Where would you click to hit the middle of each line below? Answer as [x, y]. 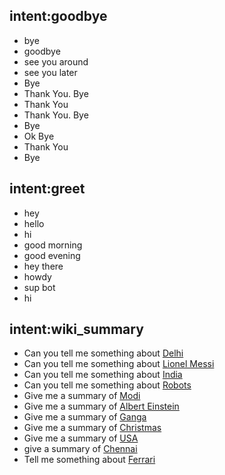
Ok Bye [39, 136]
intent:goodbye [58, 16]
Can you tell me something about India [103, 375]
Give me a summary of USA [81, 438]
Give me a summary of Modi [82, 396]
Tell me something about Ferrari [89, 460]
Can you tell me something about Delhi [103, 353]
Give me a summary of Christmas [92, 428]
